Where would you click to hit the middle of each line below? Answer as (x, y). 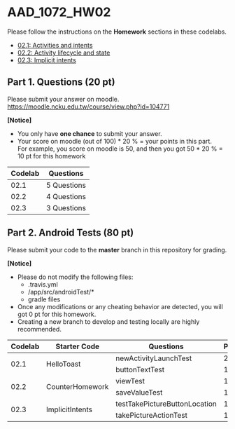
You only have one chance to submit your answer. (90, 133)
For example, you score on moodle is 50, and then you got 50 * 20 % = (120, 149)
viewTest (130, 381)
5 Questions (66, 185)
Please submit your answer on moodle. (63, 99)
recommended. (39, 329)
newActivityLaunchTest (154, 358)
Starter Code (78, 346)
